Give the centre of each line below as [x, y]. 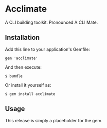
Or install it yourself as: [28, 85]
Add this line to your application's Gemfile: [47, 49]
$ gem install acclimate [30, 94]
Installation [22, 38]
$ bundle [14, 76]
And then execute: [23, 67]
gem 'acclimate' [21, 58]
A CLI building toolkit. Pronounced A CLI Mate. [52, 22]
